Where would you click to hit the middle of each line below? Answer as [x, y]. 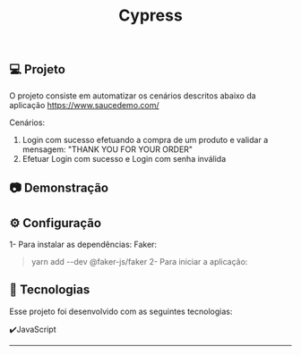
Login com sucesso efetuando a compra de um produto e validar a [145, 139]
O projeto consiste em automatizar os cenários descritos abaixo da [133, 96]
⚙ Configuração [55, 223]
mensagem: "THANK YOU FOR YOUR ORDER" [107, 149]
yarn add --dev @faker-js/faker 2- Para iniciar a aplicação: [139, 261]
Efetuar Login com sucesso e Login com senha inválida [124, 158]
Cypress [150, 16]
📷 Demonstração [59, 188]
